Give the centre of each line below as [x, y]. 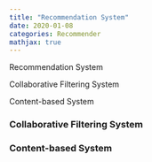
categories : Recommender [55, 34]
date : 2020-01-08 [41, 26]
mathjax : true [36, 42]
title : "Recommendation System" [69, 17]
